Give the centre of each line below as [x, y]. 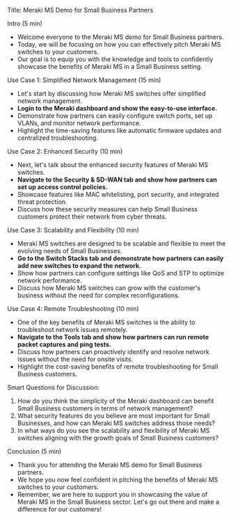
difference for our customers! [59, 509]
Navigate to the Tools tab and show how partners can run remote [113, 337]
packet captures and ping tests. [64, 344]
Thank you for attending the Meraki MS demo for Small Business [110, 465]
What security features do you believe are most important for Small [113, 416]
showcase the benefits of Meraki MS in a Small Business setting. [110, 66]
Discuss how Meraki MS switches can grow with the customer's [109, 288]
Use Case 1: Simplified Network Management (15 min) [84, 80]
